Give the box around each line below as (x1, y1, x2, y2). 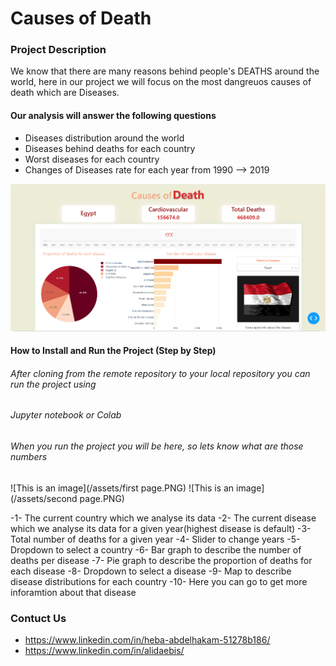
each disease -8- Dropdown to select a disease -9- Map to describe (10, 565, 292, 577)
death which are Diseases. (10, 87, 120, 99)
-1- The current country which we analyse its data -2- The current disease (10, 512, 317, 524)
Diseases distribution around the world (24, 132, 185, 144)
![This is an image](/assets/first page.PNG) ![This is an (10, 482, 235, 494)
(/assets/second (10, 492, 78, 504)
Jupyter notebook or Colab (10, 409, 122, 421)
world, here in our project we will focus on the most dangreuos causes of (10, 76, 312, 88)
